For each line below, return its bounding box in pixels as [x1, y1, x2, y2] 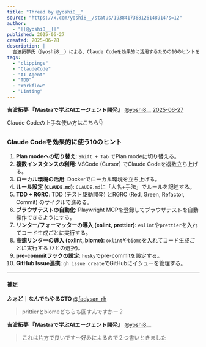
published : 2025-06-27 [7, 32, 65, 38]
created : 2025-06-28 [7, 37, 60, 43]
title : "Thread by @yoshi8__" [7, 9, 84, 15]
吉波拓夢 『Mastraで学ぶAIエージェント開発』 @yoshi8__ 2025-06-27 [7, 106, 184, 113]
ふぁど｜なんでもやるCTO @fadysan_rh [7, 295, 107, 302]
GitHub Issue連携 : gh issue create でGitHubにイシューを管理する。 [15, 260, 186, 267]
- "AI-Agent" [12, 71, 46, 78]
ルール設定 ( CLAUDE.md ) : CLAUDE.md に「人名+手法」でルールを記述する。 [15, 183, 195, 191]
